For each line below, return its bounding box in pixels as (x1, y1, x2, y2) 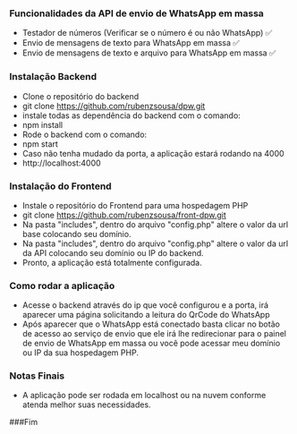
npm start (21, 138, 58, 149)
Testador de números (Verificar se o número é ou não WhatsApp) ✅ (21, 28, 273, 38)
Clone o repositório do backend (21, 90, 140, 101)
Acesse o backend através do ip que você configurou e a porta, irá (21, 300, 269, 311)
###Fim (9, 417, 38, 428)
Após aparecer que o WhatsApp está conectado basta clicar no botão (21, 319, 280, 329)
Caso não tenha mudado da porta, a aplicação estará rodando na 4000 (21, 148, 284, 158)
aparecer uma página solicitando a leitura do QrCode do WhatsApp (21, 310, 270, 320)
